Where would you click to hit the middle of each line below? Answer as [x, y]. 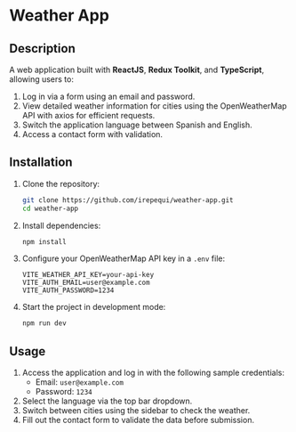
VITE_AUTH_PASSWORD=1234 [68, 290]
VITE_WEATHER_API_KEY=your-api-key [88, 275]
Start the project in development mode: [94, 307]
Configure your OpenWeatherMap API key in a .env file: [124, 258]
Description [42, 49]
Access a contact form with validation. [92, 134]
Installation [41, 163]
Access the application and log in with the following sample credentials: [153, 373]
